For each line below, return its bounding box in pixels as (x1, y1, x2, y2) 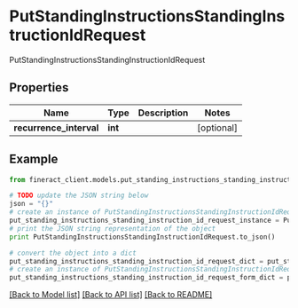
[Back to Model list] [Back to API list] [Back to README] (9, 289, 213, 300)
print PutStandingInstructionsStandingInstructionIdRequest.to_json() (9, 233, 276, 241)
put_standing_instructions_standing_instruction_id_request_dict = (9, 257, 264, 265)
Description (137, 107, 189, 119)
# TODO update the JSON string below (9, 191, 149, 201)
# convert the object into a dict (9, 249, 137, 257)
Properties (9, 80, 69, 95)
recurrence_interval (13, 122, 99, 134)
